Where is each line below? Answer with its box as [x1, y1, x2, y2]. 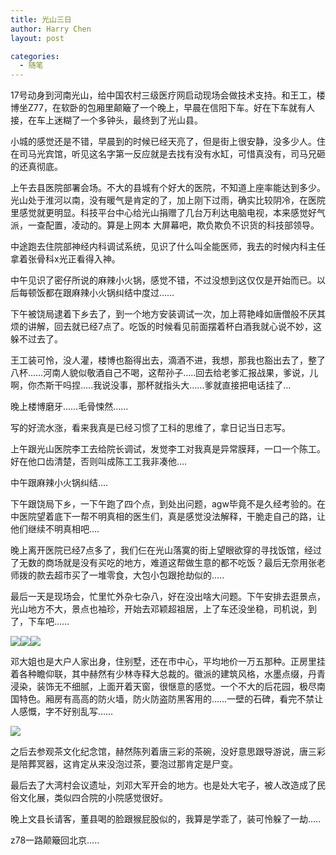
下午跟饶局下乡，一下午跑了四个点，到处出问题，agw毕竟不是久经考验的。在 [10, 498, 326, 510]
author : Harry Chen [10, 24, 92, 34]
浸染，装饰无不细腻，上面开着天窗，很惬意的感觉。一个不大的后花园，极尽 [10, 681, 317, 693]
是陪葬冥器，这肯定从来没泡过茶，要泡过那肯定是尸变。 [10, 758, 238, 770]
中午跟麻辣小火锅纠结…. [10, 477, 109, 489]
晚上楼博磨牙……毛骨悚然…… [10, 401, 129, 413]
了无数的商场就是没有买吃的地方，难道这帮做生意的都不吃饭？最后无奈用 [10, 557, 308, 569]
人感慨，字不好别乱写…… [10, 706, 114, 718]
